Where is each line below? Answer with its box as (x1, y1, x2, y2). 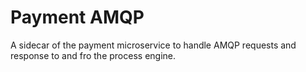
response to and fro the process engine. (10, 49, 177, 61)
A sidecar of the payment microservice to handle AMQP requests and (10, 39, 297, 51)
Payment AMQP (10, 6, 145, 29)
